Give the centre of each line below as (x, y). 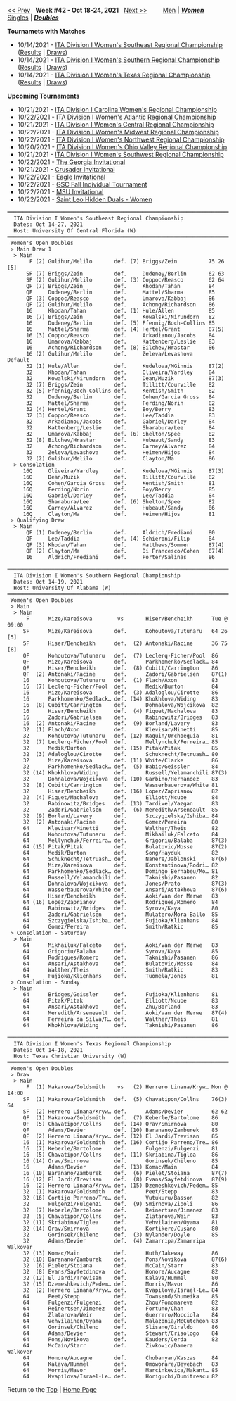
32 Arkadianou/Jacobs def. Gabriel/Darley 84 (120, 422)
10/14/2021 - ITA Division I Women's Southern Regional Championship (118, 60)
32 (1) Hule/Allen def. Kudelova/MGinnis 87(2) (125, 366)
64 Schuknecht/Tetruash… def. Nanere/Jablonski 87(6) (125, 859)
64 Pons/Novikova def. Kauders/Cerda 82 (120, 1340)
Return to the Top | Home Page (52, 1389)
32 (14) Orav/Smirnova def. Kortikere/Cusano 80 (120, 1229)
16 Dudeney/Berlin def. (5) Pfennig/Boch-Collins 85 (120, 323)
